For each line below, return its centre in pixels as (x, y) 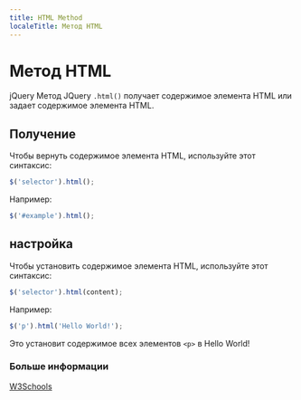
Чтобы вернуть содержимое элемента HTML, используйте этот (132, 156)
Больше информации (59, 367)
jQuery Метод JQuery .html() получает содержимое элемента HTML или (150, 96)
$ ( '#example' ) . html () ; (52, 216)
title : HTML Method (46, 18)
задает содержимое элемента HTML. (82, 106)
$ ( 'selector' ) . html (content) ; (66, 292)
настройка (42, 244)
